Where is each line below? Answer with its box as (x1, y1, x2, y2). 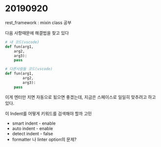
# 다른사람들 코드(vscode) (5, 67, 53, 72)
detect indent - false (12, 130, 53, 136)
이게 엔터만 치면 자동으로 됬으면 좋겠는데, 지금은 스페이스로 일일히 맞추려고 (5, 94, 147, 100)
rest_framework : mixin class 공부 (5, 19, 72, 25)
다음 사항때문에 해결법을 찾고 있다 (5, 30, 69, 36)
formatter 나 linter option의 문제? (12, 136, 77, 142)
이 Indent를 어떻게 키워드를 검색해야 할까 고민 (5, 110, 92, 116)
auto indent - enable (12, 125, 53, 131)
